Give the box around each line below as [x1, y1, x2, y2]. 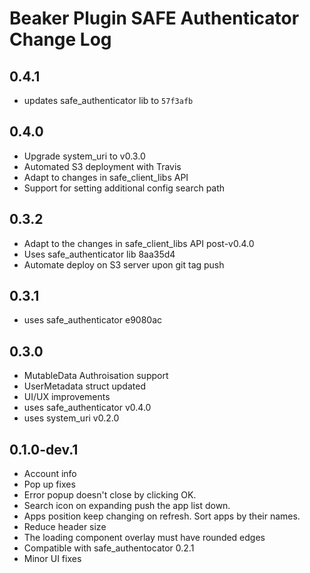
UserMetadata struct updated [23, 380, 146, 392]
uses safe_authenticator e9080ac [23, 314, 162, 326]
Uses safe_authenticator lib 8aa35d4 [23, 248, 176, 260]
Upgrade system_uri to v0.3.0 [23, 150, 146, 162]
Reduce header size [23, 521, 107, 533]
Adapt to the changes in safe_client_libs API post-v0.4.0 [23, 237, 255, 249]
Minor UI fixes [23, 553, 82, 565]
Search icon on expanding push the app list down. [23, 500, 231, 512]
